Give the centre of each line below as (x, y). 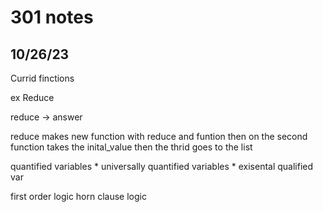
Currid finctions (42, 78)
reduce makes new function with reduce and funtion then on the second (159, 136)
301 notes (52, 17)
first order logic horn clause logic (78, 196)
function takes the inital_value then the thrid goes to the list (131, 147)
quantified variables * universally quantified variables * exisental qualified (162, 166)
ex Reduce (32, 97)
